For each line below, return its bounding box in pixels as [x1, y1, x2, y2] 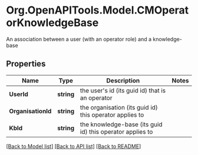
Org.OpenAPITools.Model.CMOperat [6, 4, 189, 17]
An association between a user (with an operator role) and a [6, 35, 152, 42]
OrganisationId [9, 107, 52, 115]
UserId [9, 90, 28, 98]
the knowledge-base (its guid [80, 120, 163, 128]
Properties [6, 59, 46, 69]
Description [106, 76, 140, 84]
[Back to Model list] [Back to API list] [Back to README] [6, 143, 141, 150]
